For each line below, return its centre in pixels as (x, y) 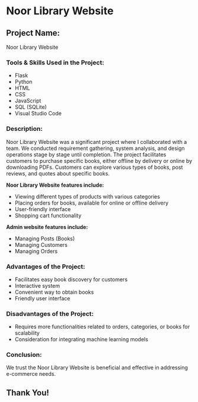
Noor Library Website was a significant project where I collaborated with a (97, 142)
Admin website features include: (47, 227)
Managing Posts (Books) (45, 238)
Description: (24, 129)
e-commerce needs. (31, 374)
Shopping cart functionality (48, 215)
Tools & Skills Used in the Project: (55, 62)
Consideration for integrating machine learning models (81, 340)
